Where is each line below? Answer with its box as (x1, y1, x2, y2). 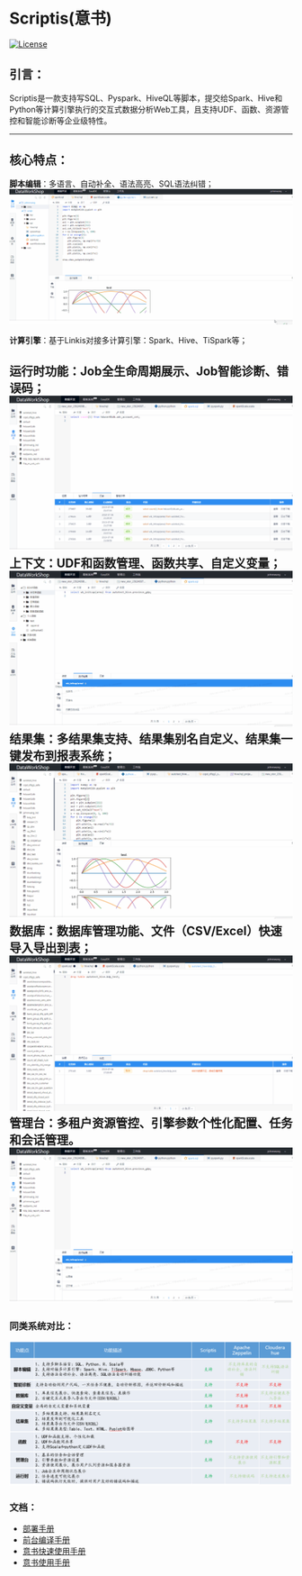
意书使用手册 (22, 1557, 70, 1568)
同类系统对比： (9, 1319, 75, 1332)
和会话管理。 (9, 1132, 81, 1147)
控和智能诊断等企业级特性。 (9, 114, 112, 126)
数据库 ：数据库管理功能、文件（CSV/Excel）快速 (9, 923, 283, 938)
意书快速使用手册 (22, 1546, 86, 1557)
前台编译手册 (22, 1535, 70, 1545)
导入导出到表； (9, 940, 93, 955)
